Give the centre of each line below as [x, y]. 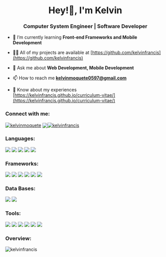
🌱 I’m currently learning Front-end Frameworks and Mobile [75, 37]
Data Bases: [20, 188]
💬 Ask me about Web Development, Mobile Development [73, 68]
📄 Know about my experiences [45, 90]
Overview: [18, 238]
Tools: [13, 213]
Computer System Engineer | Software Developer [85, 26]
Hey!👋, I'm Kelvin [85, 10]
